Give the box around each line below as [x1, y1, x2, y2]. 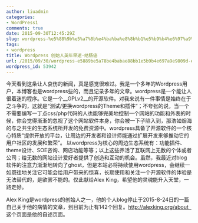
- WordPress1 [6, 19, 38, 25]
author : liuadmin [6, 8, 49, 15]
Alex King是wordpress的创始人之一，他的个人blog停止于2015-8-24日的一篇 [6, 196, 190, 204]
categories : [6, 14, 35, 20]
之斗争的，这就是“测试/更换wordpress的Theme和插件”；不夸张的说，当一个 [6, 103, 190, 110]
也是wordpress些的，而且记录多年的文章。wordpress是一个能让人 [31, 88, 192, 95]
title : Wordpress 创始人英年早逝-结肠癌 [6, 53, 98, 58]
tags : [6, 42, 19, 48]
